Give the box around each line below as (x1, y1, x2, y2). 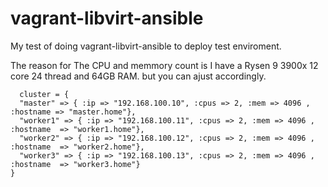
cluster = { (19, 89, 70, 99)
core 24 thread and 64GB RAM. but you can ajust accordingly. (10, 70, 267, 82)
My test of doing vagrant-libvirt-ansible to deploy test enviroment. (10, 40, 282, 52)
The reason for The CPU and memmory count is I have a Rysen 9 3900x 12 (10, 59, 319, 71)
